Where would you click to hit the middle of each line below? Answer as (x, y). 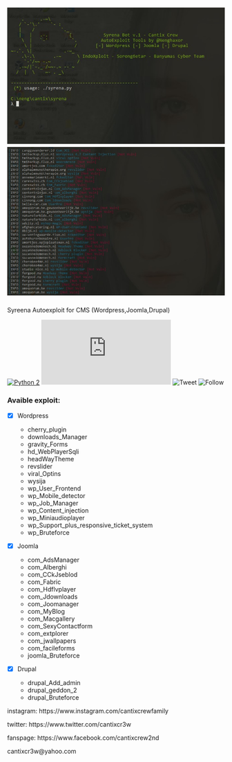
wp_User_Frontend (54, 488)
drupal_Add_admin (54, 682)
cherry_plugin (47, 429)
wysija (37, 481)
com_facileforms (51, 648)
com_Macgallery (51, 619)
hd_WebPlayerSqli (53, 451)
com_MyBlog (46, 611)
